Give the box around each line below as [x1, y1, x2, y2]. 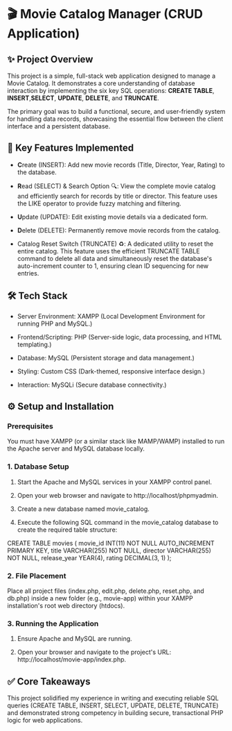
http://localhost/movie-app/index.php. [17, 655, 127, 664]
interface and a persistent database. [7, 122, 111, 130]
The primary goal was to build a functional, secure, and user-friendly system [7, 108, 226, 115]
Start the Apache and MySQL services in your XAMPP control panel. [17, 478, 213, 486]
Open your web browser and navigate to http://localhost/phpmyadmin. [17, 491, 219, 499]
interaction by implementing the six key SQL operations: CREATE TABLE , [7, 87, 215, 94]
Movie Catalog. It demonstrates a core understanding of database [7, 79, 195, 87]
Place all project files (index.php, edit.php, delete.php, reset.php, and [7, 587, 204, 595]
